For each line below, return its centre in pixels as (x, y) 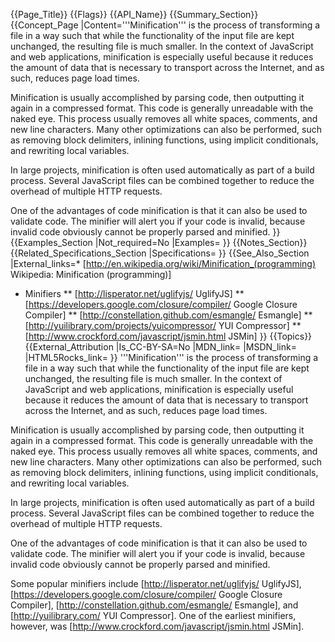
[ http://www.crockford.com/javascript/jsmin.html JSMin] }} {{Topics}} (168, 336)
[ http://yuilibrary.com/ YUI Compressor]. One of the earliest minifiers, (153, 615)
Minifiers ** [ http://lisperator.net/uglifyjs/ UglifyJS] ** (134, 293)
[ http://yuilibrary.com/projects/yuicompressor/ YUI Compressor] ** (163, 325)
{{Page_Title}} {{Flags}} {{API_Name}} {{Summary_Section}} (134, 14)
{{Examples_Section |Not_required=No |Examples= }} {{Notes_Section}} (159, 242)
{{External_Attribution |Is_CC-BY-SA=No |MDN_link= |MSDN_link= (160, 347)
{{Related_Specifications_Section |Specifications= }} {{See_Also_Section (160, 253)
